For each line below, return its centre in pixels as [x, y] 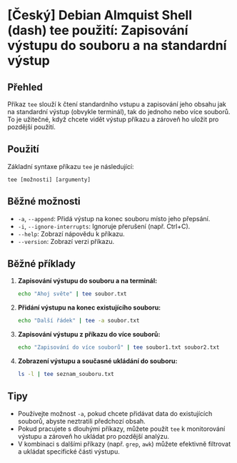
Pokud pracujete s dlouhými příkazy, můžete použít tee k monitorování [121, 429]
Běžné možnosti [44, 202]
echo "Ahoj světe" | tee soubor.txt [72, 294]
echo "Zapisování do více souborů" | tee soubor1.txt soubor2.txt [118, 347]
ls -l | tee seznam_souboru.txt [66, 375]
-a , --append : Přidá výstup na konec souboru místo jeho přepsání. [114, 218]
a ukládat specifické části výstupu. [69, 451]
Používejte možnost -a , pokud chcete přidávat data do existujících [115, 413]
